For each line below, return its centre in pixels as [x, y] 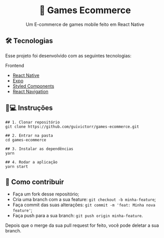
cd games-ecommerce [26, 140]
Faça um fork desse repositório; [46, 194]
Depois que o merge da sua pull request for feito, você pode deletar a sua [82, 225]
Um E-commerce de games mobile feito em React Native [85, 24]
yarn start [17, 167]
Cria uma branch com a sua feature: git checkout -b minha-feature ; [84, 200]
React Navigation [30, 91]
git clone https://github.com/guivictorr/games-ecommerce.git [72, 127]
